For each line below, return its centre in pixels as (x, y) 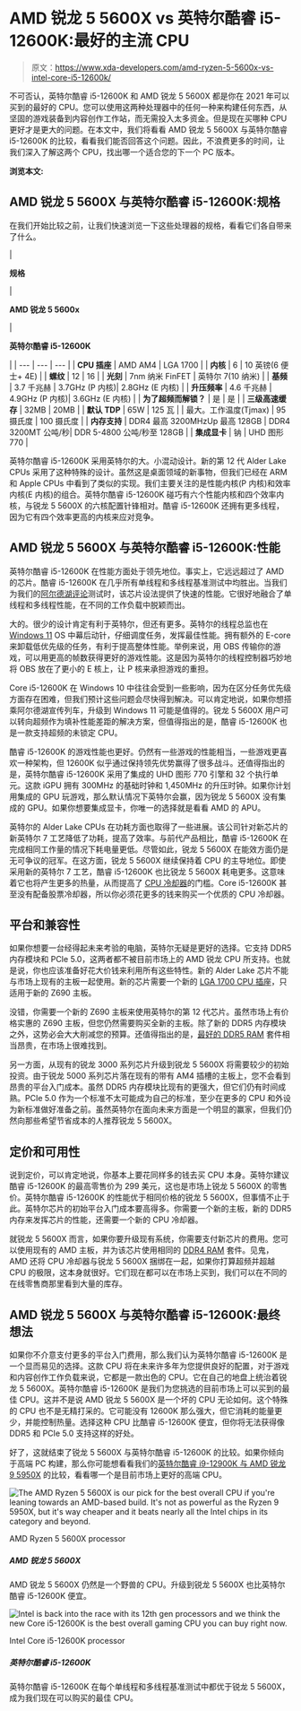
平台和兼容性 (45, 925)
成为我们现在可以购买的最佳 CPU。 (74, 1698)
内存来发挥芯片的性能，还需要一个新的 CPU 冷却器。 (106, 1220)
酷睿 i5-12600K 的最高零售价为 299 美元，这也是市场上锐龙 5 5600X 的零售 (149, 1186)
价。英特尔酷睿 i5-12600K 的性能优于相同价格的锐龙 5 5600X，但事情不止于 (150, 1197)
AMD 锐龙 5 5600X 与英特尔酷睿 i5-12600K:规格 (145, 202)
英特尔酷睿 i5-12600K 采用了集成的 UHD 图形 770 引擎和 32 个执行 (148, 774)
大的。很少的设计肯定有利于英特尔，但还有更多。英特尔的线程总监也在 (139, 623)
